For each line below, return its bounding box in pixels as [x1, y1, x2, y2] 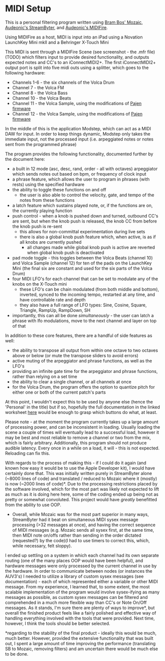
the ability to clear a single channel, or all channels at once [12, 378, 132, 385]
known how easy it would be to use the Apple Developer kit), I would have [5, 465, 155, 471]
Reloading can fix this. [5, 450, 50, 456]
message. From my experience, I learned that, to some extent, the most [5, 584, 150, 589]
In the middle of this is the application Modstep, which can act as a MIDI [5, 125, 151, 131]
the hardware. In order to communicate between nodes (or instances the [5, 568, 153, 574]
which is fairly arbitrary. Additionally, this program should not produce [5, 440, 147, 445]
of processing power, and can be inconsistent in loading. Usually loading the [5, 424, 160, 430]
